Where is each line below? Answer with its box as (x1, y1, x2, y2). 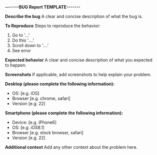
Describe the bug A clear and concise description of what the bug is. (5, 14, 143, 19)
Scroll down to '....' (12, 43, 49, 48)
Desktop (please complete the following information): (5, 81, 115, 87)
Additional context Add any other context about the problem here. (5, 144, 138, 150)
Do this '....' (12, 37, 35, 43)
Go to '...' (12, 32, 30, 38)
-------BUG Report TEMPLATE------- (5, 4, 81, 10)
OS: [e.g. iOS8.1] (12, 124, 45, 130)
